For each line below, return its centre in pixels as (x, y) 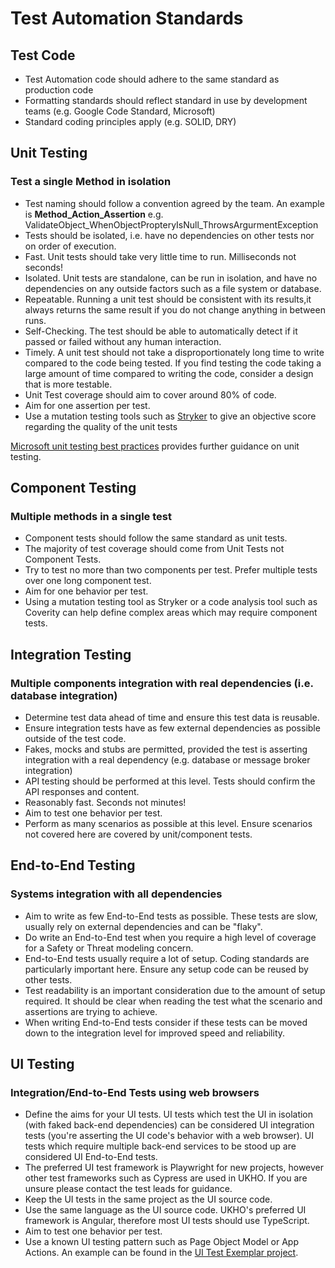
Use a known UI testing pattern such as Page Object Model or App (162, 1242)
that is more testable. (68, 384)
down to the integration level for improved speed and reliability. (155, 1033)
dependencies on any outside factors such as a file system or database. (173, 288)
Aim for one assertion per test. (87, 405)
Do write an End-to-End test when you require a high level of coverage (170, 937)
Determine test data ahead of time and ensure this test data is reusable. (172, 718)
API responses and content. (82, 792)
